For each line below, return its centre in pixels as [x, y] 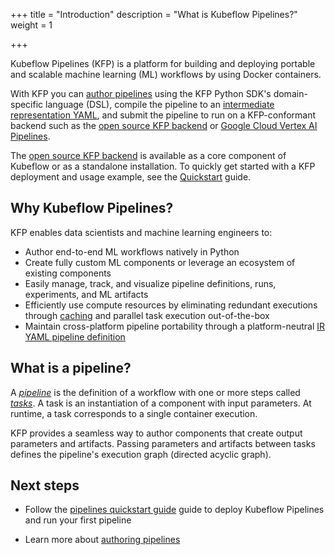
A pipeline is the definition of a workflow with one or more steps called [155, 392]
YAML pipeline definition [75, 336]
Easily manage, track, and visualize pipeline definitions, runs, [150, 283]
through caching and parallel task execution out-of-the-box [147, 315]
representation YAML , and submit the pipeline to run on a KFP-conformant [163, 115]
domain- [290, 93]
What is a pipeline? [71, 368]
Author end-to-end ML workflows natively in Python [132, 251]
